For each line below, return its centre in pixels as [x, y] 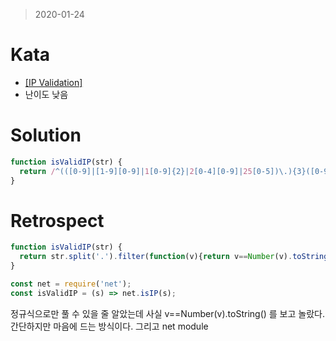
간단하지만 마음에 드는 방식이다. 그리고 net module [109, 326]
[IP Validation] [53, 82]
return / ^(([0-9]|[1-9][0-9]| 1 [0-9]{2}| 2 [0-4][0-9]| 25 [136, 171]
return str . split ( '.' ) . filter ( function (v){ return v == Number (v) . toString [174, 257]
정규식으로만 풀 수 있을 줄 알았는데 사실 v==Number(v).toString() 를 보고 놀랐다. [167, 313]
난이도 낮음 [46, 94]
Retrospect [57, 220]
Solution [46, 135]
